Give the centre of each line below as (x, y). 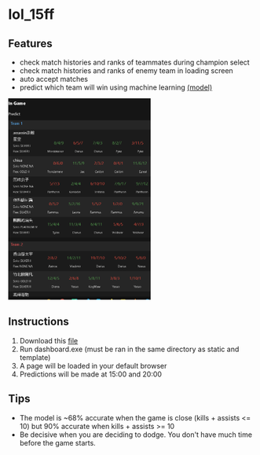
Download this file (49, 340)
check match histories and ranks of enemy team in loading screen (126, 71)
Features (30, 44)
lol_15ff (31, 15)
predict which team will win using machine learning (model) (116, 87)
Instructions (38, 322)
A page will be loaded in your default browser (93, 365)
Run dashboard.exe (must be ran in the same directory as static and (129, 349)
